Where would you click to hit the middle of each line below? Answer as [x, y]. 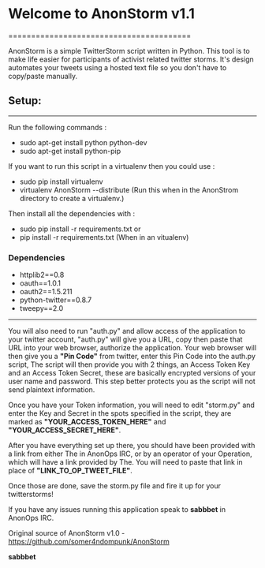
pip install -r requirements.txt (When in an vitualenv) [104, 237]
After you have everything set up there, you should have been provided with [132, 446]
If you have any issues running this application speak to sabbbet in [117, 510]
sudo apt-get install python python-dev [83, 142]
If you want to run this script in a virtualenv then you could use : [112, 166]
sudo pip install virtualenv [62, 181]
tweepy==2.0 [41, 308]
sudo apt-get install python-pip [70, 151]
